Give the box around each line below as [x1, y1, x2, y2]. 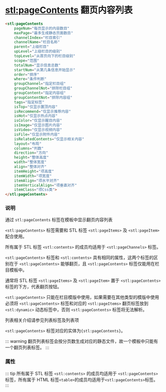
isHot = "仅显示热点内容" [14, 114, 58, 119]
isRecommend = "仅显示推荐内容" [14, 109, 71, 114]
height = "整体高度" [14, 155, 49, 160]
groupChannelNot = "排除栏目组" [14, 86, 73, 91]
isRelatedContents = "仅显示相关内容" [14, 136, 85, 141]
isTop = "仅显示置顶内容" [14, 104, 58, 109]
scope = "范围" [14, 58, 40, 63]
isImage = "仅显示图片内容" [14, 123, 62, 128]
